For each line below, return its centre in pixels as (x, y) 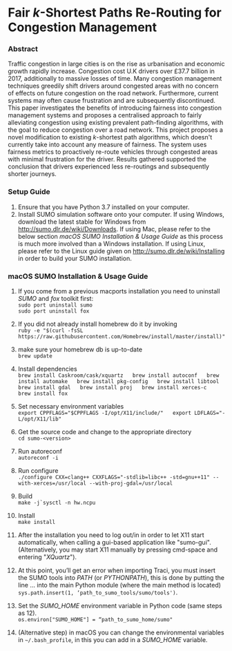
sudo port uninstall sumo (55, 305)
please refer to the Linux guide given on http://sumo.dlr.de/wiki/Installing (121, 251)
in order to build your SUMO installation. (75, 258)
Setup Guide (29, 192)
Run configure (38, 471)
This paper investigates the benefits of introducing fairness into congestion (115, 108)
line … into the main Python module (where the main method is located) (119, 585)
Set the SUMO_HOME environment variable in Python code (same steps (120, 606)
